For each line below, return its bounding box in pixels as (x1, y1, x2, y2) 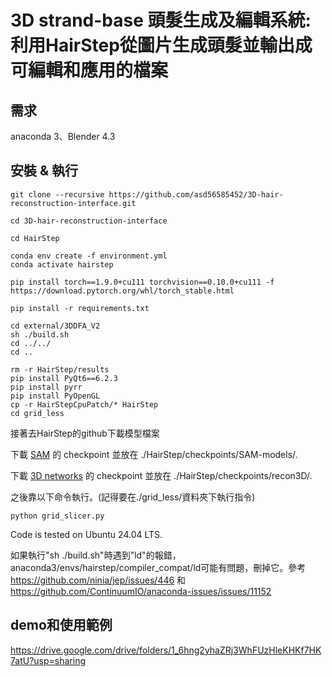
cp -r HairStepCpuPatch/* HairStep (10, 399, 159, 410)
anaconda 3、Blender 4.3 (10, 131, 116, 142)
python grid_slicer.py (10, 511, 105, 521)
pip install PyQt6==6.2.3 (10, 373, 118, 383)
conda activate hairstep (10, 259, 114, 270)
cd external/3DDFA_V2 (10, 321, 101, 331)
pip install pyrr (10, 382, 83, 392)
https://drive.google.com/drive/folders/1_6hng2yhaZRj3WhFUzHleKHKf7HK (10, 644, 322, 656)
